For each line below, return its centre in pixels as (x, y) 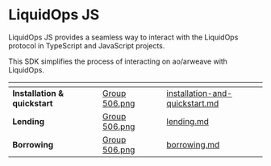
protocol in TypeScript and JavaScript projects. (87, 45)
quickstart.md (193, 103)
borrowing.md (193, 144)
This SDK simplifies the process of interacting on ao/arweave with (118, 61)
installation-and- (199, 93)
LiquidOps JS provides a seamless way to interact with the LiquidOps (123, 37)
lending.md (188, 121)
